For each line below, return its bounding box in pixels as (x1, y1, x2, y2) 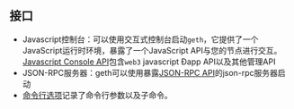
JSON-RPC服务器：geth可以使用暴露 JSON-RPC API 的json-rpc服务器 (22, 67, 279, 78)
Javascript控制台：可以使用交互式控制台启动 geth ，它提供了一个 (22, 34, 259, 45)
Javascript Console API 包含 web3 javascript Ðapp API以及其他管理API (22, 56, 276, 67)
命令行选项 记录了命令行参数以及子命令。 (22, 89, 173, 100)
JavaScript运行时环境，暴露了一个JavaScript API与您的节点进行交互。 (22, 45, 282, 55)
